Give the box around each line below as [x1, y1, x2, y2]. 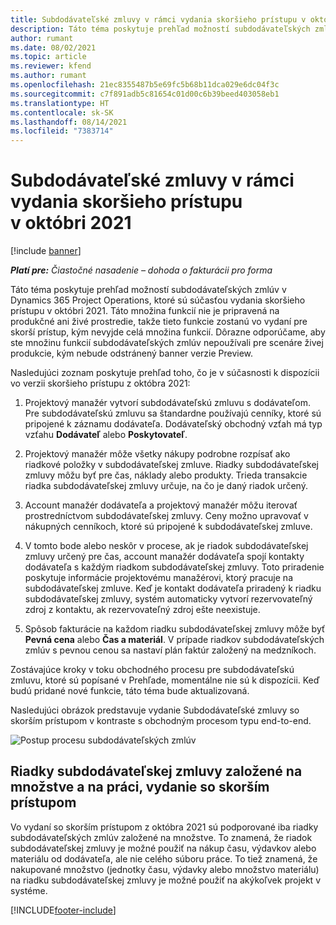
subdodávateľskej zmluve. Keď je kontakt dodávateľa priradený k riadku [24, 582, 322, 595]
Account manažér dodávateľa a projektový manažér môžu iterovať [24, 499, 298, 511]
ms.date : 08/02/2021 [10, 42, 97, 53]
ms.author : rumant [10, 71, 87, 81]
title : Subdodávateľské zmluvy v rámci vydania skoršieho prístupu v [10, 14, 307, 25]
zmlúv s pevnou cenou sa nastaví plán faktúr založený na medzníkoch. [24, 644, 317, 656]
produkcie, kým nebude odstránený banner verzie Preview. [10, 347, 254, 360]
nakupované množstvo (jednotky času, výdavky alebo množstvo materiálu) [10, 863, 320, 875]
